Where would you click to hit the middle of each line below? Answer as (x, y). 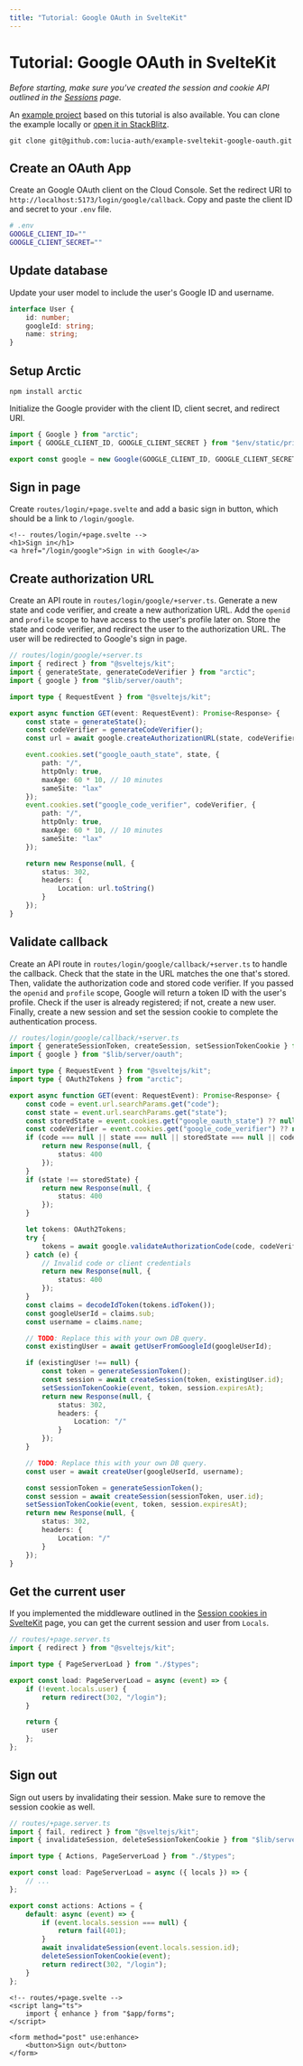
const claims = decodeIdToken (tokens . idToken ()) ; (121, 1305)
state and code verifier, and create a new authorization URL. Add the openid (150, 610)
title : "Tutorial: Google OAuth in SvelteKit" (98, 18)
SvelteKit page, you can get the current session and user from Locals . (139, 1623)
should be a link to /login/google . (72, 519)
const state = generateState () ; (86, 722)
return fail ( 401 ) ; (92, 1931)
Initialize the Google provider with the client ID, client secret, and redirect (145, 408)
